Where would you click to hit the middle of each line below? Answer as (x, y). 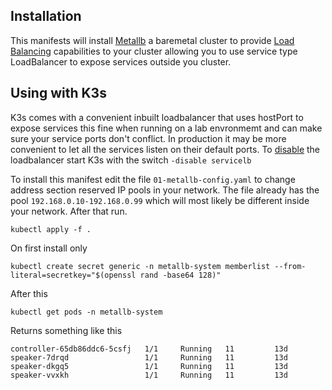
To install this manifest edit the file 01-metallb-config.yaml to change (153, 179)
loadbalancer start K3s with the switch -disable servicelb (131, 160)
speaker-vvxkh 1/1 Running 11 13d (149, 375)
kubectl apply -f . (51, 229)
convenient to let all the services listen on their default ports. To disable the (165, 149)
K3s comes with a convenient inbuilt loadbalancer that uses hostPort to (157, 117)
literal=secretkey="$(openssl (73, 275)
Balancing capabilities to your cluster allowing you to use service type (154, 51)
